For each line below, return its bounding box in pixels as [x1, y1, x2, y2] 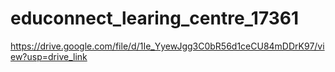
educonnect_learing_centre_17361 [10, 7, 300, 30]
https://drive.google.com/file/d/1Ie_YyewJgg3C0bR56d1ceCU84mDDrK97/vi [10, 40, 325, 52]
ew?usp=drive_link [10, 50, 88, 62]
